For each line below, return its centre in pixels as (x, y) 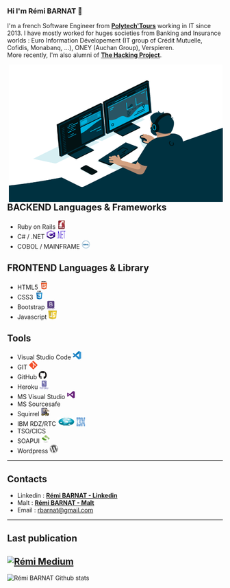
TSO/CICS (31, 431)
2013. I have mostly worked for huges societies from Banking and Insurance (114, 33)
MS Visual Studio (41, 397)
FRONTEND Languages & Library (78, 268)
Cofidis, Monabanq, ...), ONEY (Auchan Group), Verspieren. (91, 48)
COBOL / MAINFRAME (49, 246)
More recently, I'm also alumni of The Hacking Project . (85, 55)
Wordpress (33, 451)
